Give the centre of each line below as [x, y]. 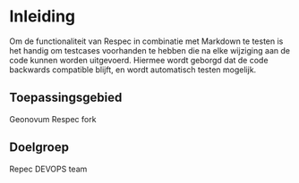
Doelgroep [39, 148]
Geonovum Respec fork [53, 119]
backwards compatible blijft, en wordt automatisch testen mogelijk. [133, 70]
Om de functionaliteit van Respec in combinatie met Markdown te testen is [146, 41]
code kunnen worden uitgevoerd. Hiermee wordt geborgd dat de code [139, 60]
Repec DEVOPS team [48, 169]
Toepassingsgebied [66, 98]
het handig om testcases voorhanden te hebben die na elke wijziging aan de [150, 50]
